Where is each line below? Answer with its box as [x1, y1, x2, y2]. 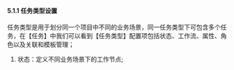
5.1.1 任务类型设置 [7, 6, 58, 15]
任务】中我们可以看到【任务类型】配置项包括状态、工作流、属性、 [31, 32, 221, 40]
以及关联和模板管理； [13, 40, 75, 49]
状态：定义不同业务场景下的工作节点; [17, 55, 124, 64]
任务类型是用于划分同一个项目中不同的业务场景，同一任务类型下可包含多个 [7, 23, 221, 31]
